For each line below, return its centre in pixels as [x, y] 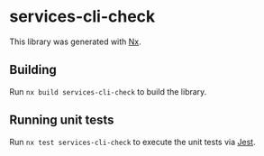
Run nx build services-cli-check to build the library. [108, 91]
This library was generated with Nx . [75, 41]
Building [33, 70]
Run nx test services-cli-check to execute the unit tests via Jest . [132, 142]
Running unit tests [62, 120]
